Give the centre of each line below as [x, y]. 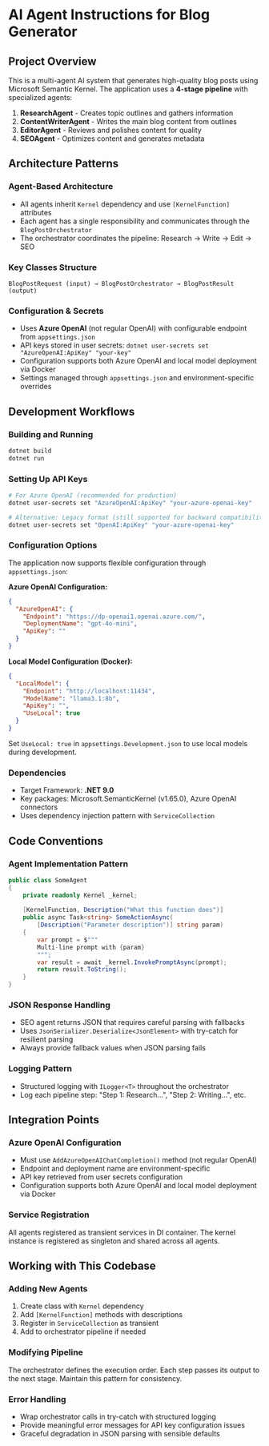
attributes [36, 212]
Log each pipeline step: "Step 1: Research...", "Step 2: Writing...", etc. [133, 1095]
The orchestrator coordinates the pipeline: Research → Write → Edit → [136, 238]
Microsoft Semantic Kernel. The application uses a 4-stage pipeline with [128, 89]
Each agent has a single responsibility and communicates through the [134, 221]
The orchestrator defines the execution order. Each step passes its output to [134, 1370]
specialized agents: [40, 97]
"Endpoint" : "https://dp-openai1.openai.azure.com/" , [114, 617]
